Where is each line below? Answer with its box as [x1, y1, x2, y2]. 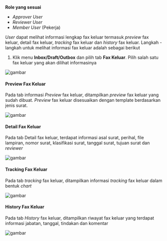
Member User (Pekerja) [12, 24, 61, 30]
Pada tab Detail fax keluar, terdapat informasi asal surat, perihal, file [5, 135, 144, 141]
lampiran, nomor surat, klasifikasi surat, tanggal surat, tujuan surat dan [5, 140, 150, 146]
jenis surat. [5, 102, 28, 109]
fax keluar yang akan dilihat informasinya [12, 60, 97, 65]
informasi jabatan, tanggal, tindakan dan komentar [5, 220, 109, 226]
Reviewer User [12, 19, 43, 25]
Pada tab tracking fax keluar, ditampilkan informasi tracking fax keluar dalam [5, 177, 163, 184]
